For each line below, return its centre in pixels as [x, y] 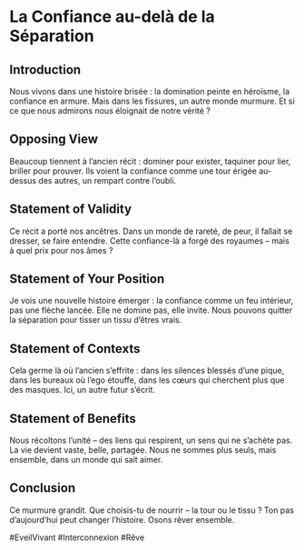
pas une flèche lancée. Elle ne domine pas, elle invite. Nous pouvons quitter [151, 310]
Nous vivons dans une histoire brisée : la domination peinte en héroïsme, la [150, 91]
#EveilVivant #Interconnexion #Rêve [77, 537]
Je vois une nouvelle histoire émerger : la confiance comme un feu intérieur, [152, 301]
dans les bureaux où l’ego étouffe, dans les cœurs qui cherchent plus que [147, 380]
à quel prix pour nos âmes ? [61, 250]
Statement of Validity [71, 210]
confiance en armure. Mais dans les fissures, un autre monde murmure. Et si [152, 101]
